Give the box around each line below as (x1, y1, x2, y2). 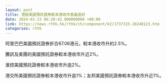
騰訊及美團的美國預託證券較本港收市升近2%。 (5, 51, 101, 57)
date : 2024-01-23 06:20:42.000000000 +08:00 (5, 17, 101, 22)
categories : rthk (5, 26, 42, 31)
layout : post (5, 7, 33, 13)
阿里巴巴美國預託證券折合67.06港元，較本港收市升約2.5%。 (5, 41, 130, 47)
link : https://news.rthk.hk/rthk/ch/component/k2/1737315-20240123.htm (5, 21, 159, 27)
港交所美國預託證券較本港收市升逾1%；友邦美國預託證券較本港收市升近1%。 (5, 72, 164, 78)
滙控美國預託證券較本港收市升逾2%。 (5, 62, 84, 68)
